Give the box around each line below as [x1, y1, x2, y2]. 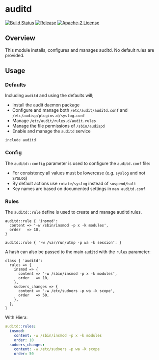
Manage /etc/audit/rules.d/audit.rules [12, 118, 96, 124]
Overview [5, 34, 36, 42]
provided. [5, 52, 25, 58]
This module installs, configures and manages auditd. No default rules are [5, 47, 155, 53]
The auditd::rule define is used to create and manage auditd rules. [5, 209, 142, 215]
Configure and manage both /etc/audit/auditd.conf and [12, 107, 128, 113]
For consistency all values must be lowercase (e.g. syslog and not [12, 170, 146, 176]
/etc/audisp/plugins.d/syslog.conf [12, 113, 85, 119]
